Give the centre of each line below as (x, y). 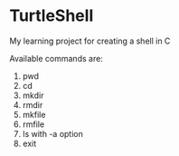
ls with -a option (52, 133)
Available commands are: (57, 58)
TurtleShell (52, 16)
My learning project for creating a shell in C (90, 41)
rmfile (33, 124)
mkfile (34, 114)
